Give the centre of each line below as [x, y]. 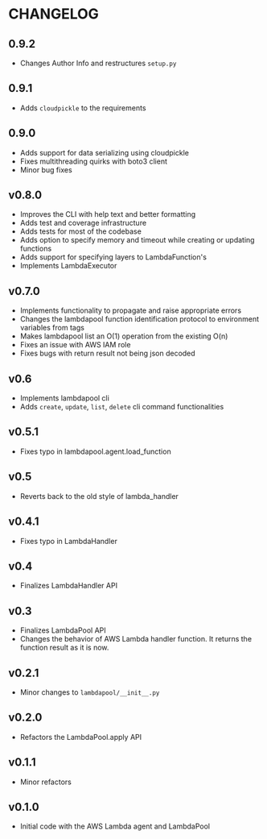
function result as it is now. [64, 648]
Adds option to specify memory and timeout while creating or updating [137, 240]
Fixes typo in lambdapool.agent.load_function [95, 451]
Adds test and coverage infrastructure [83, 223]
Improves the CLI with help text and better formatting [108, 214]
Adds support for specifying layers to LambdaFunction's [113, 257]
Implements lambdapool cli [65, 398]
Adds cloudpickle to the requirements [83, 108]
